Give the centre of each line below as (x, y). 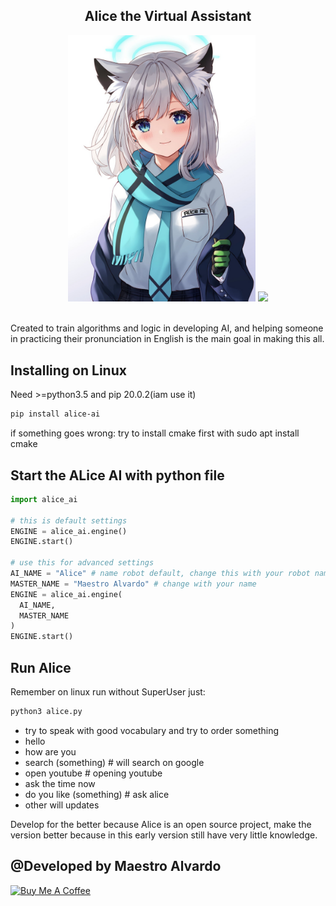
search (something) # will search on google (114, 762)
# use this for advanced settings (82, 563)
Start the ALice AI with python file (117, 475)
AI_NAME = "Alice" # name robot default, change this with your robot (160, 574)
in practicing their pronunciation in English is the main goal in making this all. (167, 339)
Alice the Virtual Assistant (168, 16)
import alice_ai (44, 499)
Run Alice (41, 667)
